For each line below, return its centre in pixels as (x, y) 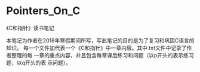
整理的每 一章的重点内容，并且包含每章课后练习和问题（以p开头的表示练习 (102, 55)
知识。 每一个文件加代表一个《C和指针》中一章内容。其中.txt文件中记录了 (96, 48)
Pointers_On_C (43, 11)
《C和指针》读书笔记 (30, 28)
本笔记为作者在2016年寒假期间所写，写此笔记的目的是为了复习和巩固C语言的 (100, 40)
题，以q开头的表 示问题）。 (39, 63)
